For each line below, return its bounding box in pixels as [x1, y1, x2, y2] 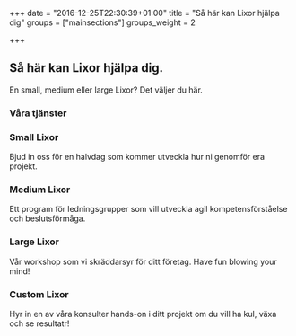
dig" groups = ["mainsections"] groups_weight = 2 [9, 17, 196, 28]
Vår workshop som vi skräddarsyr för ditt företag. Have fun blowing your [9, 256, 278, 267]
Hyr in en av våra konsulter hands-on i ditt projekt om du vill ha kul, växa [9, 308, 277, 319]
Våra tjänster [9, 107, 67, 119]
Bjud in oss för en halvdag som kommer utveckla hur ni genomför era [9, 152, 266, 163]
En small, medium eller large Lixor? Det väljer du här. [9, 84, 204, 95]
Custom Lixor [9, 287, 69, 300]
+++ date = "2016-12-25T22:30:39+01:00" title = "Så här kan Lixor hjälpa [9, 8, 280, 18]
